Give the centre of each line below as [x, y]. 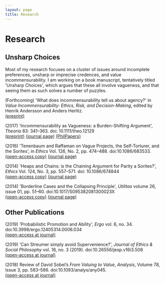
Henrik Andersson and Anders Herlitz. [44, 110]
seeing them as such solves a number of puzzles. [56, 91]
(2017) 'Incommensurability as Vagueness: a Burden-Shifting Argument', [79, 125]
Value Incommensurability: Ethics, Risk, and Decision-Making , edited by [79, 105]
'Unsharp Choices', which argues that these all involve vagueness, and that [82, 85]
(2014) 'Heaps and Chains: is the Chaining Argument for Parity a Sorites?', [81, 166]
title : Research [22, 14]
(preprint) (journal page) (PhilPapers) [43, 136]
